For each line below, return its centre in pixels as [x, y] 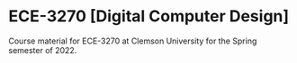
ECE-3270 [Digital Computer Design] [149, 16]
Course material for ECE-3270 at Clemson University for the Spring [133, 41]
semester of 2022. [43, 50]
